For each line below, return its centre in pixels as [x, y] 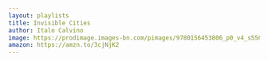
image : [19, 38]
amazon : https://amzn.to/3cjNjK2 [64, 45]
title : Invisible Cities [49, 23]
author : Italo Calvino [46, 30]
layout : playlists [39, 15]
